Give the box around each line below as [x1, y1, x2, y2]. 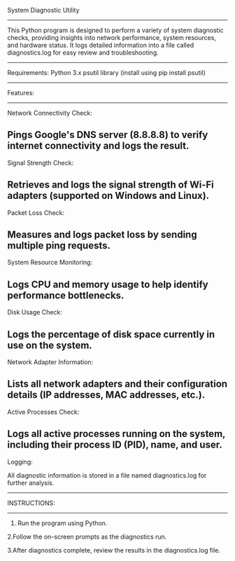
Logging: [7, 457, 33, 466]
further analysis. [7, 478, 55, 487]
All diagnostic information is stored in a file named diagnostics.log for [7, 471, 207, 479]
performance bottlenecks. [7, 289, 124, 301]
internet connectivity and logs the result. [7, 140, 190, 152]
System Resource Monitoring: [7, 258, 93, 267]
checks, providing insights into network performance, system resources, [7, 34, 217, 41]
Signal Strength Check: [7, 158, 74, 167]
